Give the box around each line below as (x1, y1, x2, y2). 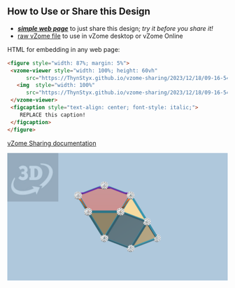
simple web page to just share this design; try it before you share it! (17, 24, 213, 32)
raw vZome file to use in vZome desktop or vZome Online (17, 32, 183, 40)
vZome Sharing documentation (7, 139, 97, 147)
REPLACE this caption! (20, 111, 86, 118)
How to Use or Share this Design (7, 6, 150, 18)
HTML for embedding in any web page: (7, 45, 120, 53)
